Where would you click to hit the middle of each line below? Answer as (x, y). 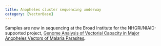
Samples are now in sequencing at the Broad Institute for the (66, 28)
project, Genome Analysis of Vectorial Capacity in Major (83, 33)
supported (15, 33)
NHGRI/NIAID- (142, 28)
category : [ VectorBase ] (29, 14)
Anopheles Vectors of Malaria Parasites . (45, 38)
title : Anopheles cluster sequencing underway (53, 9)
